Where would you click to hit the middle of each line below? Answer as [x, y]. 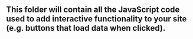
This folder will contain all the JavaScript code [93, 10]
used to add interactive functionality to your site [97, 19]
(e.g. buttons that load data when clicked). [86, 28]
